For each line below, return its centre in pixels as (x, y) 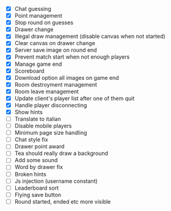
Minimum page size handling (51, 133)
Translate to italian (38, 119)
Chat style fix (31, 140)
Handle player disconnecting (51, 105)
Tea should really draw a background (61, 153)
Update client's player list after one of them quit (75, 98)
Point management (38, 16)
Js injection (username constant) (56, 181)
